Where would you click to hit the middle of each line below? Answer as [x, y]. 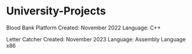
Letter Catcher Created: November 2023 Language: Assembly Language [96, 39]
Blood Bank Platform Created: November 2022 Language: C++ [83, 28]
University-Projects [56, 11]
